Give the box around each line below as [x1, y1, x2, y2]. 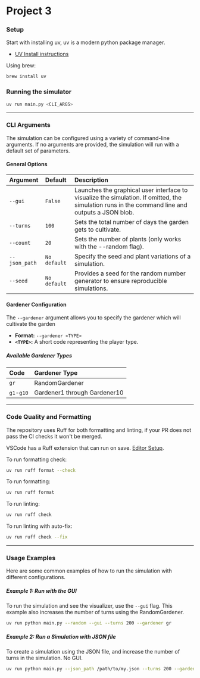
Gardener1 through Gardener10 [34, 388, 124, 397]
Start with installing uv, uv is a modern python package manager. [6, 39, 165, 46]
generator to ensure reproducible [74, 277, 167, 285]
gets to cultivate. [74, 225, 121, 234]
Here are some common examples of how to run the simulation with [6, 567, 173, 574]
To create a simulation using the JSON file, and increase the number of [6, 648, 180, 655]
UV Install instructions [14, 51, 69, 58]
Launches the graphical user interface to [74, 186, 188, 194]
